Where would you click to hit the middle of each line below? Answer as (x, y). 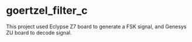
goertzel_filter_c (47, 11)
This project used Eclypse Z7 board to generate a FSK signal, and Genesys (96, 26)
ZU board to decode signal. (39, 32)
